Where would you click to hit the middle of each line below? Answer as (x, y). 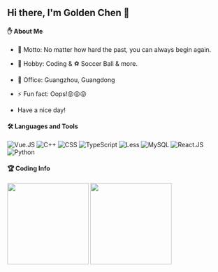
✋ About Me (25, 31)
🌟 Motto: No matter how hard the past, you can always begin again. (114, 49)
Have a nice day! (42, 110)
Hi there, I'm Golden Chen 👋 (68, 13)
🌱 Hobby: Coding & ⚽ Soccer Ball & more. (78, 63)
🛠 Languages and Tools (43, 126)
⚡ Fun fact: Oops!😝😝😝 (52, 94)
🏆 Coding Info (29, 168)
